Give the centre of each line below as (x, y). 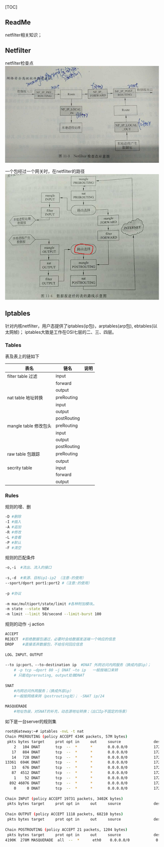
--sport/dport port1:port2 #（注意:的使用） (48, 583)
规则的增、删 (18, 507)
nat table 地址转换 (25, 398)
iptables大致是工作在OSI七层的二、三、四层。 (71, 332)
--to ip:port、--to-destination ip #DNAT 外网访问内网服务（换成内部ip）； (78, 665)
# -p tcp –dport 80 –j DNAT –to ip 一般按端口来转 (66, 670)
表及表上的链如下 (22, 356)
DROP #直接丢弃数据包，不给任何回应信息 (44, 644)
